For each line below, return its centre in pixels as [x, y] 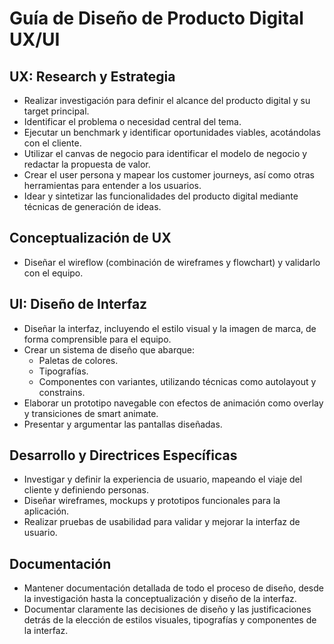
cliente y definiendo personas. [86, 490]
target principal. [56, 111]
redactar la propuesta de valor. [87, 164]
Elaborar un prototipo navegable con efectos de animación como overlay [173, 403]
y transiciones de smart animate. [91, 413]
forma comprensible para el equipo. [97, 339]
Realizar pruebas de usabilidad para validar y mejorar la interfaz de [162, 522]
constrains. [62, 392]
